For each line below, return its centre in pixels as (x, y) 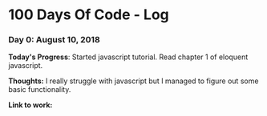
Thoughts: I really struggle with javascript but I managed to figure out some (133, 81)
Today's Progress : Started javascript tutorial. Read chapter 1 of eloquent (128, 57)
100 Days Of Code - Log (89, 15)
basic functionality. (40, 90)
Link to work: (30, 105)
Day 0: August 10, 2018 (54, 40)
